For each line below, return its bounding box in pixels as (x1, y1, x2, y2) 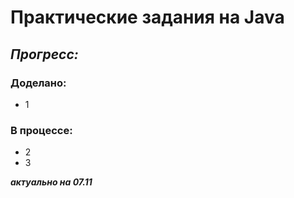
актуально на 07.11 (10, 176, 93, 188)
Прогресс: (10, 46, 79, 63)
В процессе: (10, 123, 73, 137)
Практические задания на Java (10, 6, 285, 29)
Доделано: (10, 76, 67, 90)
